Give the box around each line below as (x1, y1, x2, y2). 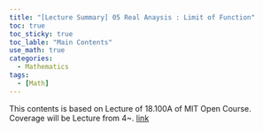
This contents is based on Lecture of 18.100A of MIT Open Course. (9, 103, 252, 113)
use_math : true (9, 46, 66, 55)
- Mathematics (17, 63, 69, 72)
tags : (9, 71, 29, 80)
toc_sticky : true (9, 29, 73, 38)
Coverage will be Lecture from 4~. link (9, 113, 150, 123)
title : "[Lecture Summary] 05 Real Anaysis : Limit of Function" (9, 12, 255, 22)
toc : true (9, 21, 46, 30)
